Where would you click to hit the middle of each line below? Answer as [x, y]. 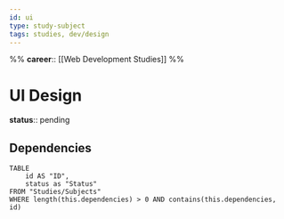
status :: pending [40, 120]
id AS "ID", [47, 176]
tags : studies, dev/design [59, 34]
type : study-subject [48, 26]
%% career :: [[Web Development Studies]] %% [97, 60]
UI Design [46, 95]
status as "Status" [61, 184]
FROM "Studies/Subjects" [55, 192]
